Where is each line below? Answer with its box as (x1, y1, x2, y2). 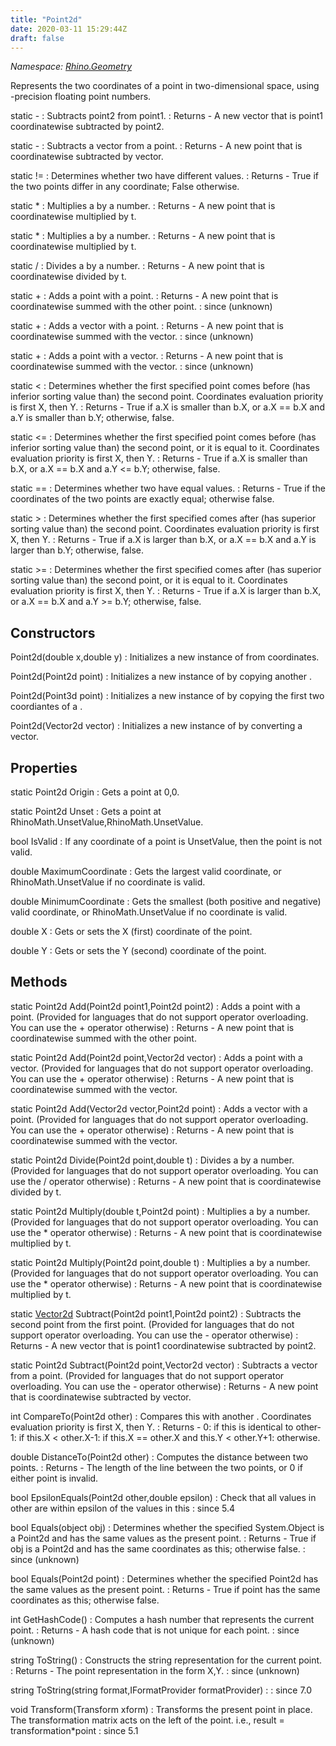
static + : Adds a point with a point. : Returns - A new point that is (10, 290, 279, 302)
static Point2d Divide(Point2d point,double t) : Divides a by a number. (10, 1154, 295, 1166)
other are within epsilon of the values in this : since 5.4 (10, 1502, 236, 1514)
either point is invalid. (10, 1472, 99, 1484)
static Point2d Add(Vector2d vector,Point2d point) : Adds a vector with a (10, 1102, 308, 1115)
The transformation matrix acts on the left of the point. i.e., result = (10, 1714, 285, 1726)
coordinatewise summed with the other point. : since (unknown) (10, 301, 273, 313)
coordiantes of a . (10, 701, 83, 713)
